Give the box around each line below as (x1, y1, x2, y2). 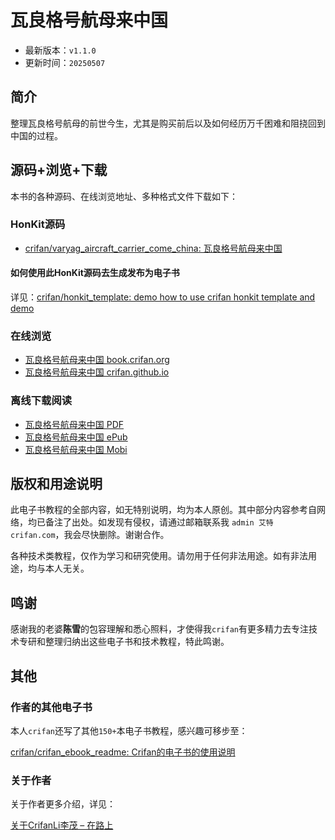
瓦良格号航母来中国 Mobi (24, 443, 128, 455)
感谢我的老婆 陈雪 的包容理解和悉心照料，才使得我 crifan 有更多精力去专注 (10, 623, 309, 635)
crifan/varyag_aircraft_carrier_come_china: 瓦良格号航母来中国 (24, 242, 283, 254)
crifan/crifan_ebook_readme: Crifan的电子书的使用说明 (10, 746, 236, 758)
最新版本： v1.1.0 (24, 44, 97, 56)
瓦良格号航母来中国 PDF (24, 418, 125, 430)
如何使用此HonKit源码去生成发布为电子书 (10, 267, 180, 279)
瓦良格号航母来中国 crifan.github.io (24, 366, 170, 378)
